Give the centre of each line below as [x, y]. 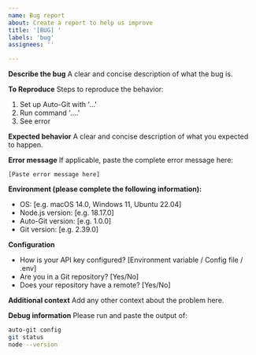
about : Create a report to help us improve [81, 23]
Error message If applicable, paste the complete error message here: [121, 160]
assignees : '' [32, 45]
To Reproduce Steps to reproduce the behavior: [86, 89]
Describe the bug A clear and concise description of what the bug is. [121, 74]
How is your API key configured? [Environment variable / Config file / [131, 260]
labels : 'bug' [32, 37]
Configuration [32, 245]
